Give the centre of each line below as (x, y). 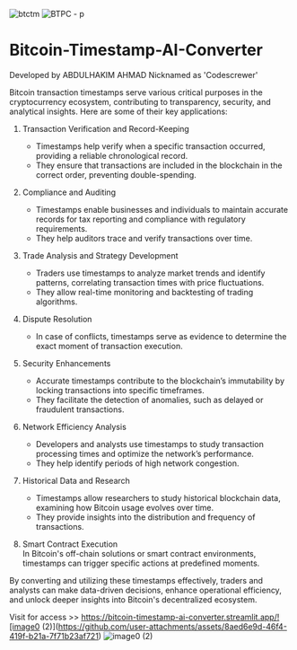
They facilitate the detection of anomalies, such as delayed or (149, 400)
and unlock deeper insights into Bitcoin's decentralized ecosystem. (133, 599)
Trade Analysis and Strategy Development (100, 255)
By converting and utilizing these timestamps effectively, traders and (136, 580)
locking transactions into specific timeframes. (120, 390)
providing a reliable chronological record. (112, 155)
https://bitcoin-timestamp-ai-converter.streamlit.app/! (180, 617)
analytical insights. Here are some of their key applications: (118, 111)
